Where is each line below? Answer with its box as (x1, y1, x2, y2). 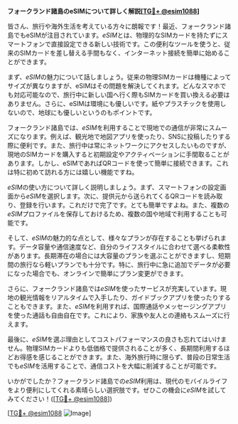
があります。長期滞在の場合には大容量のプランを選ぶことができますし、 (7, 252, 219, 260)
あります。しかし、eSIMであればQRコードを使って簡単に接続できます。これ (7, 159, 229, 167)
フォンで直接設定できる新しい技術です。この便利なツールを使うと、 (26, 40, 225, 48)
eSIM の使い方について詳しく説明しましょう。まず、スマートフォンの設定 (7, 183, 220, 191)
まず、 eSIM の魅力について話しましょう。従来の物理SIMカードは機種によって (7, 73, 232, 81)
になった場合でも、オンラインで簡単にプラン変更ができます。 (7, 270, 188, 277)
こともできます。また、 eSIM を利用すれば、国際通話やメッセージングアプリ (7, 302, 227, 310)
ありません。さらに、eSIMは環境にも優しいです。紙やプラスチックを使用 (7, 100, 220, 107)
